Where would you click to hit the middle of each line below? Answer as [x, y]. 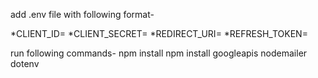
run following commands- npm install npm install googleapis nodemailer [159, 53]
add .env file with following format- [82, 14]
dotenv [25, 63]
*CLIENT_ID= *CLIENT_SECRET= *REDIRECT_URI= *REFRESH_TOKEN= [159, 33]
